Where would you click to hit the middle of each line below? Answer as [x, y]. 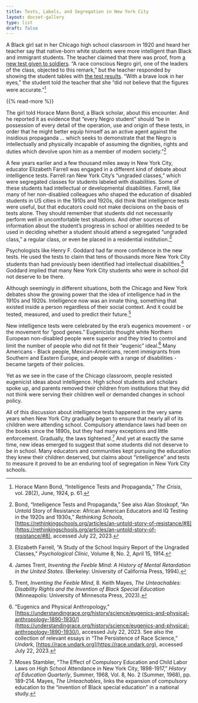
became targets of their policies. [46, 364]
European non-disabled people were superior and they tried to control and [96, 338]
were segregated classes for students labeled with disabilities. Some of [93, 181]
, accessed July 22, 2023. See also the [126, 632]
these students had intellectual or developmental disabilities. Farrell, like [93, 188]
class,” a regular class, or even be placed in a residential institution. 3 [89, 239]
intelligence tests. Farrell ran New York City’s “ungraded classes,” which [93, 175]
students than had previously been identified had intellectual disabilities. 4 [95, 263]
